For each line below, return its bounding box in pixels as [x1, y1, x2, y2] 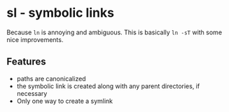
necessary [16, 89, 48, 97]
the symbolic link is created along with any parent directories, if [16, 82, 200, 90]
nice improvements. [6, 35, 64, 43]
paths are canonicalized [16, 74, 86, 83]
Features [6, 56, 46, 68]
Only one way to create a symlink [16, 97, 113, 105]
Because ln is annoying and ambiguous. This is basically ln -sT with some [6, 28, 222, 36]
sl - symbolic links [6, 5, 115, 21]
